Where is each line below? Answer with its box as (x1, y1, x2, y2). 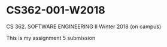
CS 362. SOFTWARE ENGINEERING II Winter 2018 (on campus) (6, 23, 162, 30)
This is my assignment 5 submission (6, 34, 96, 41)
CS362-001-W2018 (6, 4, 106, 17)
